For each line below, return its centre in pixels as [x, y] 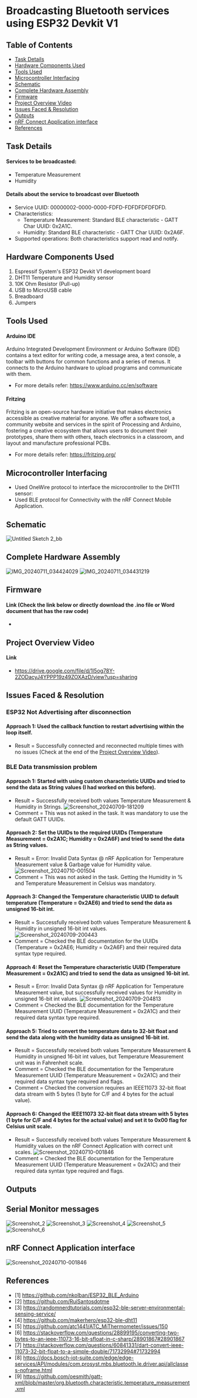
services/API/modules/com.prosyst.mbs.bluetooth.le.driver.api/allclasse [101, 1364]
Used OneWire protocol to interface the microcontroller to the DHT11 [97, 487]
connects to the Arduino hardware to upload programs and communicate [94, 368]
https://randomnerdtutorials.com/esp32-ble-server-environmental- [104, 1307]
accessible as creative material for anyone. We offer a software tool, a [91, 418]
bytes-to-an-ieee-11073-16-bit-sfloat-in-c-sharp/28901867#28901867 [99, 1339]
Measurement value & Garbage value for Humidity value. [83, 864]
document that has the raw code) [47, 611]
